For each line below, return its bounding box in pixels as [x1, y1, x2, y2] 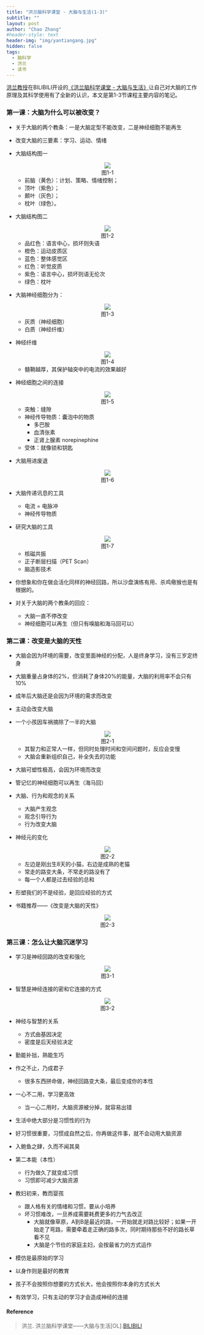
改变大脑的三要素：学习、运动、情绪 [15, 136, 107, 144]
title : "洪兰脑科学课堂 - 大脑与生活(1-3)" [6, 9, 108, 15]
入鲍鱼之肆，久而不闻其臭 [15, 1143, 80, 1150]
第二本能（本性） [15, 1156, 59, 1164]
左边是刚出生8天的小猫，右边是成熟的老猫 [24, 860, 130, 867]
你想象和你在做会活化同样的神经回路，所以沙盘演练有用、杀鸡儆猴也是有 [15, 578, 198, 586]
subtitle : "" [6, 15, 40, 21]
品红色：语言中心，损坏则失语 [24, 239, 100, 246]
